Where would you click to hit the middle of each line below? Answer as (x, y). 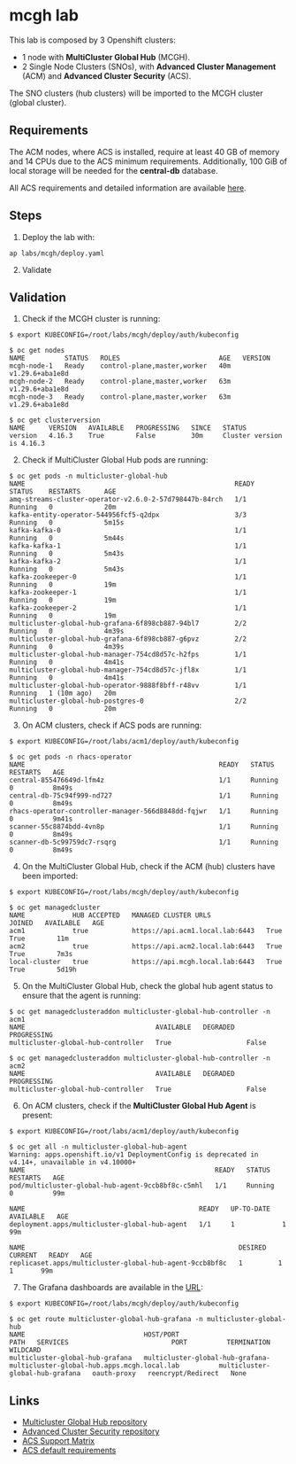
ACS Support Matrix (58, 1441)
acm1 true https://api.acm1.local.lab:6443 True (146, 931)
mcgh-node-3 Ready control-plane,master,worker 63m (120, 397)
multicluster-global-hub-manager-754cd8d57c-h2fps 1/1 (128, 655)
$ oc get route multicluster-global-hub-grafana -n (106, 1320)
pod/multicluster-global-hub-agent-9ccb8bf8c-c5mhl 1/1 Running (142, 1186)
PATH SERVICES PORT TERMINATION (140, 1343)
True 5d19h (43, 970)
